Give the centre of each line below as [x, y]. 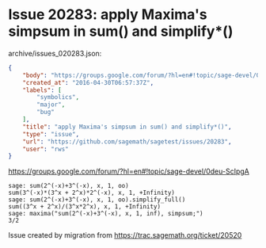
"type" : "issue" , [51, 134]
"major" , [51, 105]
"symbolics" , [58, 97]
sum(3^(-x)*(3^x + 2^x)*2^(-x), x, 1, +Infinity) [92, 193]
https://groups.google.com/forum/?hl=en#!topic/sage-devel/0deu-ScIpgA [129, 171]
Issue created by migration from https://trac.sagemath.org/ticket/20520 [125, 235]
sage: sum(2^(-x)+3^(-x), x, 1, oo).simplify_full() [97, 200]
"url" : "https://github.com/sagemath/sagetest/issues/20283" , [127, 141]
